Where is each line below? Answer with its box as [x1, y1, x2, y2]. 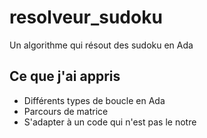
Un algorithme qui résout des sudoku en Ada [9, 39, 194, 51]
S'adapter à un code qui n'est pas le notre [23, 116, 197, 128]
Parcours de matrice [23, 105, 109, 117]
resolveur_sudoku [9, 6, 163, 29]
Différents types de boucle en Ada [23, 94, 166, 106]
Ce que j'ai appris [9, 68, 121, 85]
